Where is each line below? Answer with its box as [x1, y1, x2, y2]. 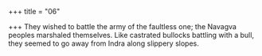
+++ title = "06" [8, 7, 61, 16]
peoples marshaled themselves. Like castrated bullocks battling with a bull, [8, 31, 255, 39]
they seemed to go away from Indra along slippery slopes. [8, 39, 199, 48]
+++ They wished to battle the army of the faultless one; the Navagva [8, 22, 237, 31]
